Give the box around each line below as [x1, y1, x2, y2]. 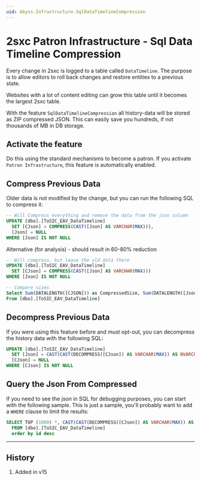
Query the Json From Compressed [6, 379, 138, 389]
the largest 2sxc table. [6, 97, 61, 105]
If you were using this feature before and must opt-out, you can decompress [6, 328, 195, 335]
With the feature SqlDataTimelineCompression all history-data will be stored [6, 109, 190, 117]
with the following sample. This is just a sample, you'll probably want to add [6, 401, 193, 408]
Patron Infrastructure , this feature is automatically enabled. [6, 161, 157, 169]
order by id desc [11, 430, 55, 436]
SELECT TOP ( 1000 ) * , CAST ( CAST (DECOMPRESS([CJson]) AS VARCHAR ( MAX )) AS [6, 419, 194, 425]
